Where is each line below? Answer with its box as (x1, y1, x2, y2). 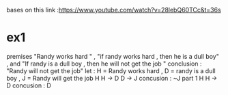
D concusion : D (6, 81, 52, 90)
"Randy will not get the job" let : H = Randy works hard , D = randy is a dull (6, 66, 216, 74)
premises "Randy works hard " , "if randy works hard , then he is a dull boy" (6, 52, 219, 60)
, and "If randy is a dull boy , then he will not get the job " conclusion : (6, 59, 202, 68)
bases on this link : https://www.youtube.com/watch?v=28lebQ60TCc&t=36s (6, 6, 221, 14)
